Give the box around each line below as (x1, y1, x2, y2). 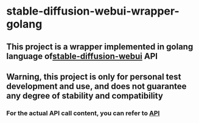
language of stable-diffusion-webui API (6, 51, 158, 61)
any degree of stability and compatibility (6, 90, 163, 101)
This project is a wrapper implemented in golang (6, 41, 194, 52)
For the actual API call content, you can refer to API (6, 108, 160, 117)
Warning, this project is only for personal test (6, 71, 181, 82)
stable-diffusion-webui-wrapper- (6, 4, 180, 18)
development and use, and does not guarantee (6, 81, 187, 91)
